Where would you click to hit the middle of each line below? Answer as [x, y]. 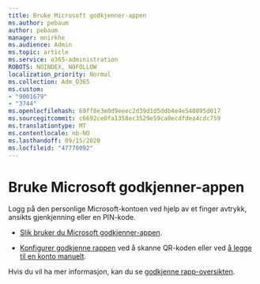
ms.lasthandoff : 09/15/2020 [55, 140]
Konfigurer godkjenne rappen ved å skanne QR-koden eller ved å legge [136, 248]
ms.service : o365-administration [63, 60]
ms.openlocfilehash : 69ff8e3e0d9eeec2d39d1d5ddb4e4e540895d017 [115, 112]
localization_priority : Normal [60, 74]
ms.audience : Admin [40, 45]
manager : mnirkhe [37, 38]
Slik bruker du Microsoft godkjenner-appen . [91, 233]
